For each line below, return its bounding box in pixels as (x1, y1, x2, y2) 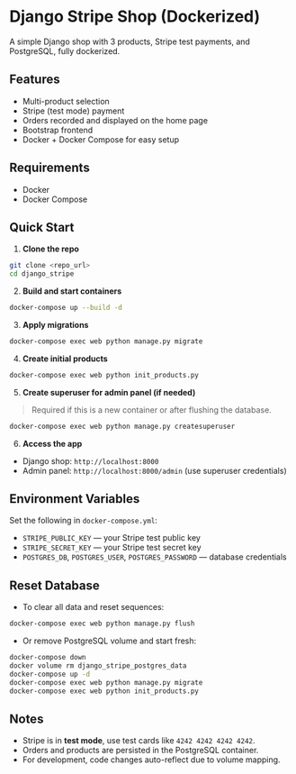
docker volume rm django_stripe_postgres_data (9, 661, 187, 670)
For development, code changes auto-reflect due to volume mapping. (22, 754, 281, 765)
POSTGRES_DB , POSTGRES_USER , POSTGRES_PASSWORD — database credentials (22, 551, 287, 562)
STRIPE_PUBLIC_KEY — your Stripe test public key (22, 533, 201, 543)
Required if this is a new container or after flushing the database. (31, 404, 272, 415)
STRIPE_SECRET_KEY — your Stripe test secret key (22, 542, 202, 553)
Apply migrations (22, 320, 89, 330)
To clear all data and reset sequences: (22, 602, 165, 613)
